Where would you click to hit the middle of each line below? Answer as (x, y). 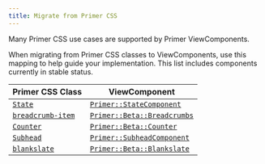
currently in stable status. (51, 71)
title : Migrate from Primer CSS (63, 16)
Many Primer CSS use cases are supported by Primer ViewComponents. (129, 39)
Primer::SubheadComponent (140, 137)
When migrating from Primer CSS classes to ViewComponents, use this (128, 54)
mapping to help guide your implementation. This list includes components (133, 63)
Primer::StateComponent (135, 104)
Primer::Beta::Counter (133, 126)
